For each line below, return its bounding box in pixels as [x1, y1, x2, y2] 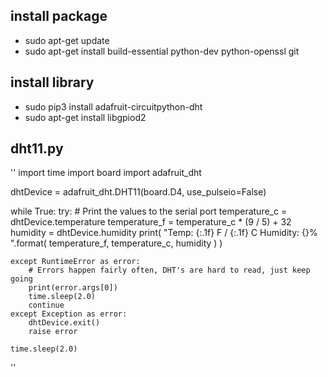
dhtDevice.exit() [28, 318, 101, 328]
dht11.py [10, 140, 64, 158]
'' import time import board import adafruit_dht [10, 167, 202, 179]
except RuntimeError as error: [10, 257, 141, 267]
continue [28, 300, 65, 311]
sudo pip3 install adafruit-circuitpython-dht [24, 100, 203, 113]
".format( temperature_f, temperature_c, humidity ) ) [10, 237, 223, 249]
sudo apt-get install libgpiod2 [24, 111, 147, 123]
